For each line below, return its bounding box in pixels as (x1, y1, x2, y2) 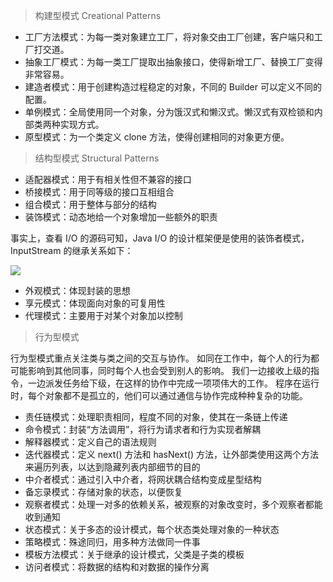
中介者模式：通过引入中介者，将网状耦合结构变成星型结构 (24, 474, 262, 485)
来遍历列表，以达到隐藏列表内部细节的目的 (24, 461, 201, 473)
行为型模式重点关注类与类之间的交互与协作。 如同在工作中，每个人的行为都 (10, 352, 320, 364)
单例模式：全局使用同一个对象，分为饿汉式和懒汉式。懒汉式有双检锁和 (24, 106, 315, 118)
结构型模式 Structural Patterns (34, 152, 160, 164)
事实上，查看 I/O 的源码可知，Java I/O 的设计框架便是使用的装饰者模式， (10, 232, 310, 244)
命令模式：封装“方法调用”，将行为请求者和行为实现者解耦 (24, 424, 262, 435)
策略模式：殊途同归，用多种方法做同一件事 (24, 536, 201, 548)
